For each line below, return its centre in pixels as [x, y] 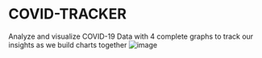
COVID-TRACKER [68, 14]
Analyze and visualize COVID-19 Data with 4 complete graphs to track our [131, 36]
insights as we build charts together [68, 44]
